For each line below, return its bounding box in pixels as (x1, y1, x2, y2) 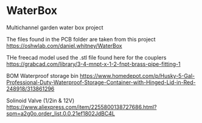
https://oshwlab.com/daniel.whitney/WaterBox (6, 42, 123, 49)
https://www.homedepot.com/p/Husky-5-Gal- (80, 72, 195, 79)
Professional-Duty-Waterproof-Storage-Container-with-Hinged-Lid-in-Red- (6, 79, 196, 86)
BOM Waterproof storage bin (6, 72, 79, 79)
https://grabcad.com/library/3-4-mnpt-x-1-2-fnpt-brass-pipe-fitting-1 (6, 60, 181, 68)
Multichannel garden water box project (6, 24, 103, 31)
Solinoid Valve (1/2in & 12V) (6, 97, 75, 104)
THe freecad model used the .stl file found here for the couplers (6, 54, 167, 61)
